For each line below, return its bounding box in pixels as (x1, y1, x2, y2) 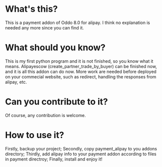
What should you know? (5, 42, 106, 53)
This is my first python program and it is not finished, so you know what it (5, 58, 154, 64)
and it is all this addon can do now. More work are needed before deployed (5, 69, 157, 74)
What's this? (5, 3, 58, 15)
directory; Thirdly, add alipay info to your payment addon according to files (5, 151, 157, 157)
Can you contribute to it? (5, 96, 108, 107)
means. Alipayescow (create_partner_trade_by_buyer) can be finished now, (5, 63, 157, 69)
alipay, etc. (5, 79, 27, 85)
